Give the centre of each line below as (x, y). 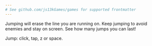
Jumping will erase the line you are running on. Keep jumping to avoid (76, 23)
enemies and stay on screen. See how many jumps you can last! (71, 29)
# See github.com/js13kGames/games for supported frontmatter (71, 10)
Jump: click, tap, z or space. (34, 38)
